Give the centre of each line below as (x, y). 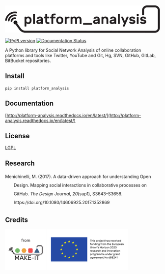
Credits (17, 220)
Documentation (29, 104)
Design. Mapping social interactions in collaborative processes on (80, 185)
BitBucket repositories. (28, 61)
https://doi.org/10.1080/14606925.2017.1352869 (62, 203)
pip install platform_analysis (37, 88)
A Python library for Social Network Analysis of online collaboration (73, 50)
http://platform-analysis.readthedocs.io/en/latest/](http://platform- (74, 115)
